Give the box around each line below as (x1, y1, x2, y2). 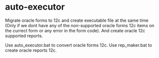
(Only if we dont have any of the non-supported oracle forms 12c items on (5, 22, 155, 28)
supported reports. (5, 33, 43, 39)
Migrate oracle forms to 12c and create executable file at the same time (5, 17, 149, 23)
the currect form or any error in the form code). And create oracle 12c (5, 28, 145, 33)
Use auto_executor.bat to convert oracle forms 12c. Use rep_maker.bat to (5, 42, 153, 48)
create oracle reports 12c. (5, 47, 57, 53)
